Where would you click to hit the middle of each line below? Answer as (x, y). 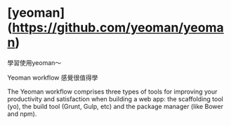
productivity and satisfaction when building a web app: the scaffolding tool (115, 98)
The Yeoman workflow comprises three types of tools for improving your (112, 91)
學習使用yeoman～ (34, 62)
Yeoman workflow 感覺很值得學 (53, 78)
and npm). (22, 114)
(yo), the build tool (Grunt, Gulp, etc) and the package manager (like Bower (115, 106)
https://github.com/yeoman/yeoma (118, 28)
